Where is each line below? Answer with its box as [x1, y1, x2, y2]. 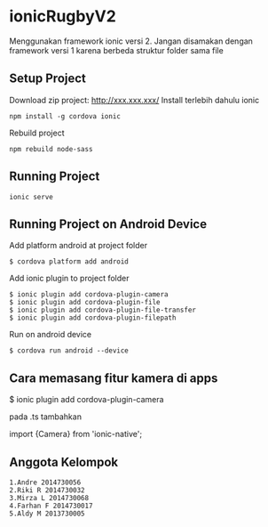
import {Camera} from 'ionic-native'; [9, 429, 143, 440]
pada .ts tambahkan [9, 411, 83, 422]
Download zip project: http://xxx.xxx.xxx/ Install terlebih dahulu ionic [9, 94, 260, 105]
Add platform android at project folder [9, 240, 148, 251]
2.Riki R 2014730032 [9, 486, 86, 495]
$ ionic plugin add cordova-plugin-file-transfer [9, 305, 197, 315]
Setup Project [9, 71, 87, 86]
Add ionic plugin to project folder [9, 273, 130, 284]
